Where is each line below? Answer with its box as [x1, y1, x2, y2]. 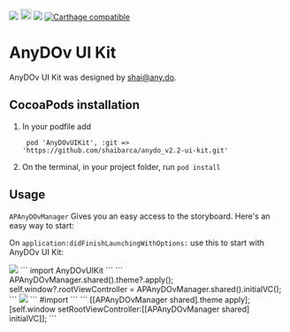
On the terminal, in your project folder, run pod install [21, 161, 221, 172]
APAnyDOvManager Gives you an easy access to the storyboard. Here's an [9, 211, 271, 221]
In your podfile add [21, 120, 91, 132]
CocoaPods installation [9, 97, 140, 112]
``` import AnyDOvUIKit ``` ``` [19, 265, 124, 275]
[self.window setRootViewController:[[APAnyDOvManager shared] [9, 304, 250, 314]
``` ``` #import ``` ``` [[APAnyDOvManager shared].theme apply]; [9, 294, 250, 305]
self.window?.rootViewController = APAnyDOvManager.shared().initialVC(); [9, 283, 282, 294]
